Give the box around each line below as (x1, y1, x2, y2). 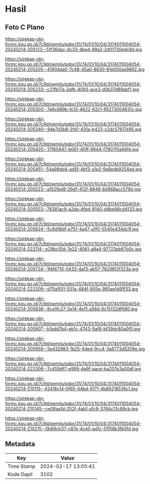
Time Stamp (7, 463, 36, 470)
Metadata (5, 440, 35, 448)
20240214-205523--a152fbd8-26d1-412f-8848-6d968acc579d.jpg (5, 186, 141, 192)
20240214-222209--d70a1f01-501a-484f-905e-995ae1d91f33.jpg (5, 286, 138, 292)
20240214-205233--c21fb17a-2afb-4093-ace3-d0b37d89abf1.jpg (5, 86, 139, 92)
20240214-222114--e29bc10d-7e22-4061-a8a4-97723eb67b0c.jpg (5, 246, 142, 252)
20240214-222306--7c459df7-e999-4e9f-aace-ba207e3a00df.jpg (5, 366, 141, 371)
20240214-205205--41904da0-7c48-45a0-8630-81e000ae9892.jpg (5, 66, 145, 72)
